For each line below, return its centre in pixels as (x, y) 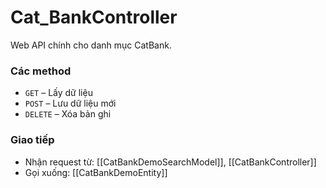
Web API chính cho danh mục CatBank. (91, 45)
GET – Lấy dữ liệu (58, 93)
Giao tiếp (32, 140)
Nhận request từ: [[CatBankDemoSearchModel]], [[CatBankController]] (170, 162)
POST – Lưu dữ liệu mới (70, 103)
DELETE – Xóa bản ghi (68, 114)
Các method (41, 71)
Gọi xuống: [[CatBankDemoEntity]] (96, 172)
